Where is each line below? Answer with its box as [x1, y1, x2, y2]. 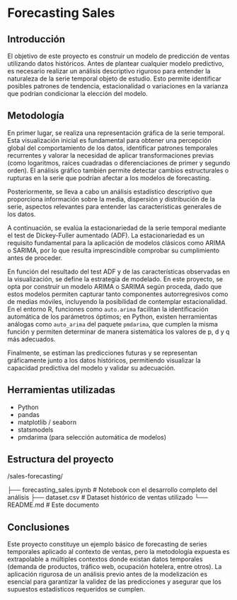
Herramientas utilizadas [7, 384, 115, 396]
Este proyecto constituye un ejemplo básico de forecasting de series [7, 540, 207, 548]
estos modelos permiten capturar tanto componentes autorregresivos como [7, 290, 229, 298]
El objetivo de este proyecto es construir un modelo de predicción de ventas [7, 52, 230, 60]
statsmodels [17, 425, 54, 434]
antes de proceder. [7, 253, 63, 262]
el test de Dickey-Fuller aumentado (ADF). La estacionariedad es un [7, 231, 205, 240]
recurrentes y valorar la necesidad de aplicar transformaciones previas [7, 151, 214, 160]
